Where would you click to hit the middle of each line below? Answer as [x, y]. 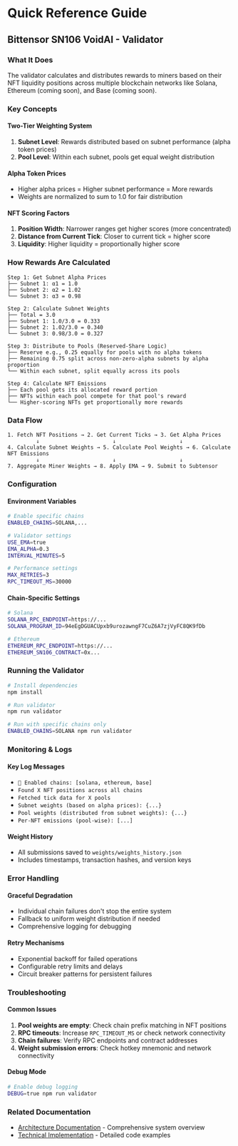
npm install [25, 692]
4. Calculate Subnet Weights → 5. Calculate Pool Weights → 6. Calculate [119, 447]
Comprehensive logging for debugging [74, 926]
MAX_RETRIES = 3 [29, 575]
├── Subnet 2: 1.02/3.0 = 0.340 [55, 327]
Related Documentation [49, 1112]
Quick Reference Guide [77, 13]
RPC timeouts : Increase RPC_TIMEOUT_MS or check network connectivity [121, 1033]
